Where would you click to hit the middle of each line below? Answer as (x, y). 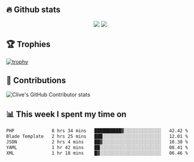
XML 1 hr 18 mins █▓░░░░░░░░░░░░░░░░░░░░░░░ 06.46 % (97, 153)
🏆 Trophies (28, 44)
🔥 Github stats (33, 10)
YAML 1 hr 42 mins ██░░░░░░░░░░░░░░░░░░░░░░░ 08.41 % (97, 147)
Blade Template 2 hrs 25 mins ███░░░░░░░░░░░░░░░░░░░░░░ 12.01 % (97, 136)
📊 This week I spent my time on (66, 114)
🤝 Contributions (36, 81)
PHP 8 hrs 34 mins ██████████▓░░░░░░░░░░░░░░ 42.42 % (97, 131)
